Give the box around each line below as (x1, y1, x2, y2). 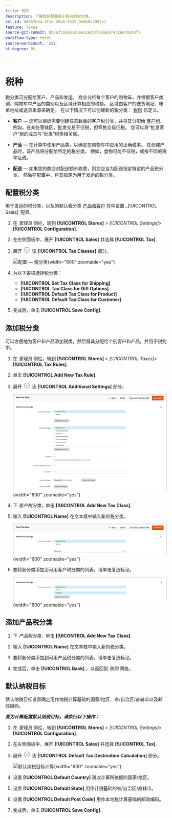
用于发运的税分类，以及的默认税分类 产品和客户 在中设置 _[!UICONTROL (5, 203, 157, 209)
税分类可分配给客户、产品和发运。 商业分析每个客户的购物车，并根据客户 (5, 94, 159, 100)
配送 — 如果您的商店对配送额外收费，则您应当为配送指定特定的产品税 (12, 165, 159, 172)
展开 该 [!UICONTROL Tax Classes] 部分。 (12, 248, 112, 254)
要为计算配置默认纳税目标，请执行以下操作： (5, 714, 100, 720)
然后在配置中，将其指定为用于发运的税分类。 (23, 172, 118, 178)
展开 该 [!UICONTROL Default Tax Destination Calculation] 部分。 (12, 753, 162, 759)
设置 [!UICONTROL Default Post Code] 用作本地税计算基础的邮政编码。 (12, 796, 164, 803)
